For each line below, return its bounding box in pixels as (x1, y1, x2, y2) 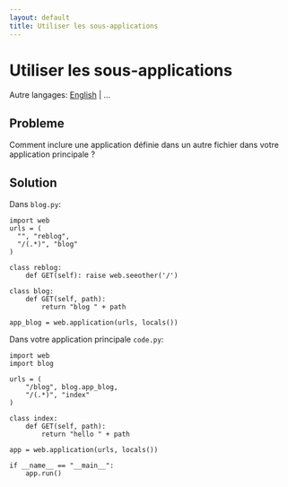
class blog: (9, 287, 54, 296)
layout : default (9, 13, 70, 22)
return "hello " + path (41, 430, 130, 439)
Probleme (9, 116, 65, 131)
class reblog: (9, 264, 63, 273)
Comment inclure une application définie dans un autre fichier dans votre (9, 140, 280, 151)
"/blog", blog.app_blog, (25, 383, 118, 392)
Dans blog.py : (9, 199, 61, 210)
